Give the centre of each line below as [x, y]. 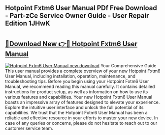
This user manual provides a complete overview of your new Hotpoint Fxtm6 [83, 71]
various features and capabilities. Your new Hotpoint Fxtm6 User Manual [79, 97]
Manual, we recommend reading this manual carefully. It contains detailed [80, 86]
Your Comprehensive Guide [128, 66]
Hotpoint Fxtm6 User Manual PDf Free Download [81, 8]
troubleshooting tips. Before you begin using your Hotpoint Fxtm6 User [77, 81]
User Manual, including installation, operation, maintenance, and [70, 76]
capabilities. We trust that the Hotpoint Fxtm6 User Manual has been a [76, 113]
